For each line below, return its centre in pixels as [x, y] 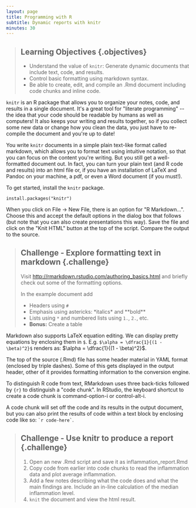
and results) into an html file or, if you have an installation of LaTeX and [92, 170]
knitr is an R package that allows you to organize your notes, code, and [93, 102]
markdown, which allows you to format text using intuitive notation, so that [96, 151]
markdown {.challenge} [65, 262]
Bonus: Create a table [56, 324]
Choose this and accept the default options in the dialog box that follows [94, 216]
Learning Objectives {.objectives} [84, 52]
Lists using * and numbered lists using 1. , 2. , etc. [89, 318]
